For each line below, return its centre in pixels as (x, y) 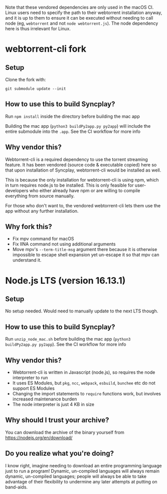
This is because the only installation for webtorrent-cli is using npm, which (82, 180)
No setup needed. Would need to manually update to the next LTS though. (82, 311)
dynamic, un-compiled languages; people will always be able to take (76, 476)
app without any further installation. (42, 211)
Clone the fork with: (26, 79)
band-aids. (17, 487)
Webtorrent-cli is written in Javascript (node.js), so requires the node (84, 372)
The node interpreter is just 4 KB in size (53, 404)
